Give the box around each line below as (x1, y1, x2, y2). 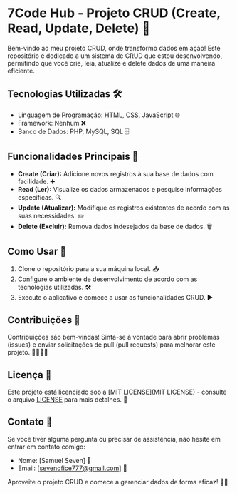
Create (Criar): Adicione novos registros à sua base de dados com (17, 169, 214, 178)
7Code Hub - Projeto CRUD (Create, (7, 5, 221, 21)
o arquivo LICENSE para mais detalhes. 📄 (7, 395, 128, 404)
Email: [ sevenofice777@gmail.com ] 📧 (17, 464, 127, 472)
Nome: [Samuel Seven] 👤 (17, 456, 92, 464)
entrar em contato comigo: (7, 442, 85, 451)
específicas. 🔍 (17, 193, 62, 201)
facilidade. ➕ (17, 177, 56, 185)
